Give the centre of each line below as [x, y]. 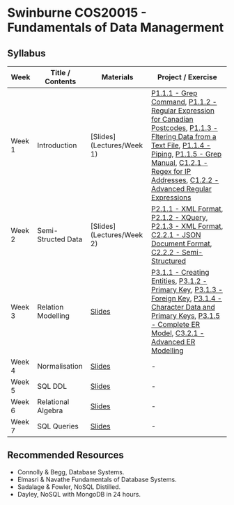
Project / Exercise [187, 77]
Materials [117, 77]
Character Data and [183, 307]
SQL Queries [58, 426]
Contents [61, 81]
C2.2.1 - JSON [176, 235]
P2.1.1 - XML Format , [187, 209]
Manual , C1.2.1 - [179, 163]
